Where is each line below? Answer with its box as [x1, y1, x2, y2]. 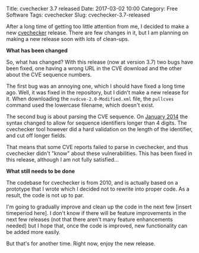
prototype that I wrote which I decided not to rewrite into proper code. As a [6, 185, 190, 192]
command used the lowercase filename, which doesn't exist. [6, 102, 154, 109]
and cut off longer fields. [6, 132, 67, 139]
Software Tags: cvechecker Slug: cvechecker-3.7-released [6, 11, 150, 18]
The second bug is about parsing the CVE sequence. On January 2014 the [6, 113, 188, 120]
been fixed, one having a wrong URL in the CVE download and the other [6, 65, 182, 72]
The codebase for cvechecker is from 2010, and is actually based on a [6, 179, 178, 186]
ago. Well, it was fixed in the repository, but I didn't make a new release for [6, 89, 189, 96]
